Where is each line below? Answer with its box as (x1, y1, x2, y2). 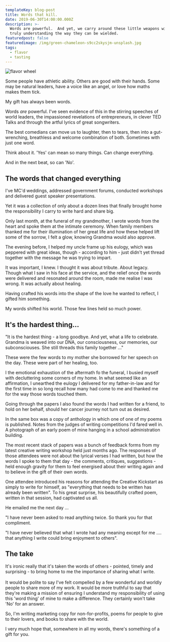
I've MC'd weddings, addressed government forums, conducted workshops (5, 188, 163, 194)
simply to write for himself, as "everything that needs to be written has (5, 484, 152, 490)
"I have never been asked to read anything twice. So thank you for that (5, 514, 153, 520)
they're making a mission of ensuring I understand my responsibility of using (5, 590, 165, 596)
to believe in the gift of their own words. (5, 469, 89, 475)
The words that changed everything (5, 174, 121, 183)
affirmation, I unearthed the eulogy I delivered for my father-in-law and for (5, 380, 160, 386)
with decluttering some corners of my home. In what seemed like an (5, 375, 147, 381)
